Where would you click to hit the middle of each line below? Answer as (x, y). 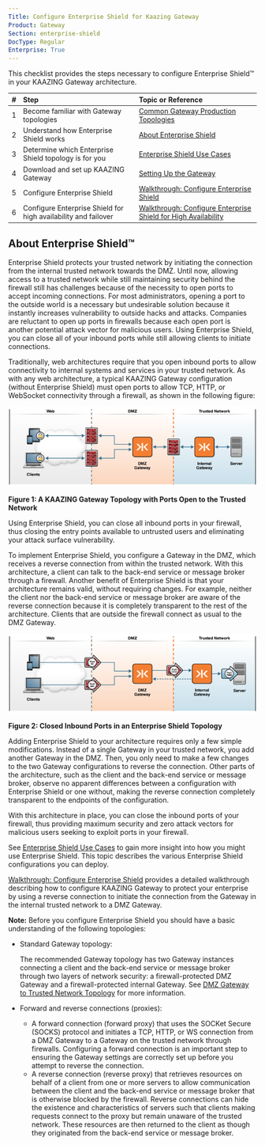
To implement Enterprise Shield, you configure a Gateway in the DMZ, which (132, 555)
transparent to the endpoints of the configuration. (89, 800)
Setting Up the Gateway (177, 173)
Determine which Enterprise (69, 150)
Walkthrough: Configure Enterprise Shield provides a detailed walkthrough (129, 880)
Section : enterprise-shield (54, 33)
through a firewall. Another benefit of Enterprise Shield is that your (116, 580)
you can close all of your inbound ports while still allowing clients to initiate (129, 338)
